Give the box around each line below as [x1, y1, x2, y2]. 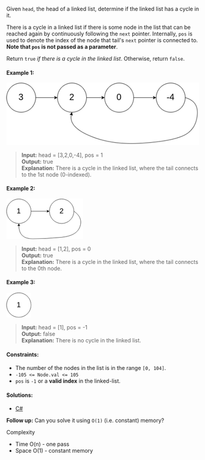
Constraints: [6, 350, 39, 358]
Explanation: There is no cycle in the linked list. [21, 336, 142, 344]
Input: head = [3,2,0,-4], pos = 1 [21, 151, 103, 159]
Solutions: [6, 391, 34, 399]
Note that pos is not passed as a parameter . [6, 43, 118, 50]
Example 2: [6, 185, 35, 192]
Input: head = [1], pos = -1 [21, 323, 88, 331]
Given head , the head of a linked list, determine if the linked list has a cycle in [6, 6, 199, 12]
